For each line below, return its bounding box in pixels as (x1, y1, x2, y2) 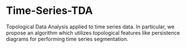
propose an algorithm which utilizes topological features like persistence (6, 29, 180, 36)
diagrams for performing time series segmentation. (6, 35, 129, 42)
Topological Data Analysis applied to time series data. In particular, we (6, 23, 175, 30)
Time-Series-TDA (6, 4, 93, 17)
